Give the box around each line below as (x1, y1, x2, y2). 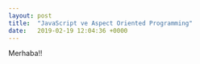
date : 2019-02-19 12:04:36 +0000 (8, 26, 128, 34)
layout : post (8, 11, 52, 20)
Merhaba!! (8, 49, 43, 58)
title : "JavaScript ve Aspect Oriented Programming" (8, 19, 194, 27)
